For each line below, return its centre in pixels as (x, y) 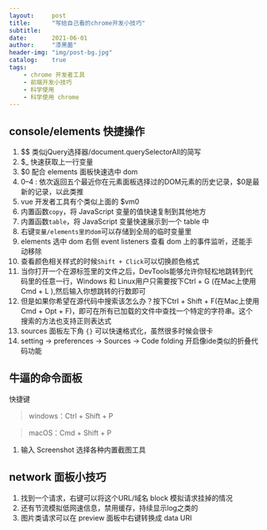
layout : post (38, 16)
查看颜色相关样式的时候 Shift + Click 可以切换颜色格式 (110, 261)
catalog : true (38, 60)
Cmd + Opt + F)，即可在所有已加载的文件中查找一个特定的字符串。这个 (137, 311)
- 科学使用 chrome (51, 97)
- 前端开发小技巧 (48, 82)
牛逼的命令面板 (46, 378)
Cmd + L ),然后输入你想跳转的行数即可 (83, 291)
